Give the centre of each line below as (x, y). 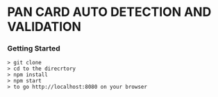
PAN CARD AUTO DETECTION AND (109, 12)
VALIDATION (44, 27)
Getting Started (34, 48)
